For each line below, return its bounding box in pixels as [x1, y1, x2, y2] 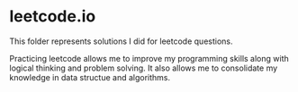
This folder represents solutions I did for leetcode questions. [9, 36, 233, 46]
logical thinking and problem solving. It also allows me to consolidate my [9, 63, 278, 73]
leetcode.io [9, 6, 96, 27]
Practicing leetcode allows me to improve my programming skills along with [9, 53, 290, 63]
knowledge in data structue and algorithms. [9, 71, 171, 82]
